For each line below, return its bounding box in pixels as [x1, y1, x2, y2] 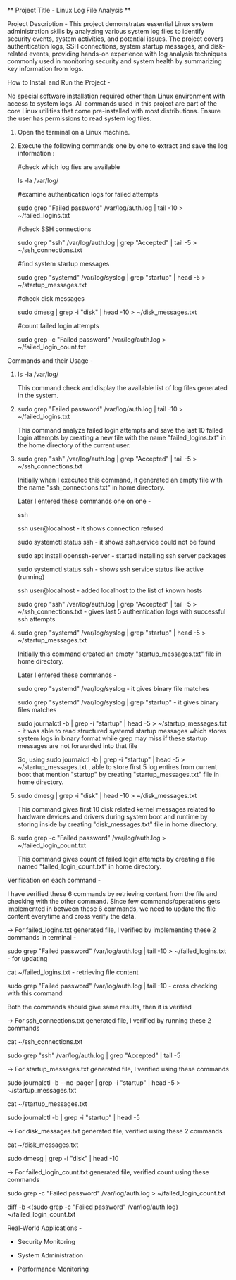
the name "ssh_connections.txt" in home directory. [17, 483, 166, 492]
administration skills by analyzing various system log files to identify [7, 27, 205, 35]
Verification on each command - [7, 876, 101, 884]
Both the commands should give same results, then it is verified [7, 1003, 192, 1011]
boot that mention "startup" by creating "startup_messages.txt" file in [17, 771, 220, 778]
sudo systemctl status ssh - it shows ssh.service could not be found [17, 538, 216, 546]
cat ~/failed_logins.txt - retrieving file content [7, 968, 139, 976]
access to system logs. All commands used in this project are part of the [7, 99, 217, 108]
